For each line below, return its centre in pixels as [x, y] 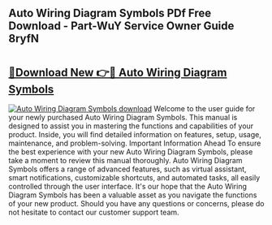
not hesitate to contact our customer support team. [94, 212]
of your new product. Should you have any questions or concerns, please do [136, 203]
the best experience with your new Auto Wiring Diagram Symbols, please [131, 152]
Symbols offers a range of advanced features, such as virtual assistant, [127, 169]
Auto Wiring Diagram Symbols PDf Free [110, 13]
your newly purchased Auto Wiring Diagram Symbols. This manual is [123, 117]
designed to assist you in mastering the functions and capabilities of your [131, 126]
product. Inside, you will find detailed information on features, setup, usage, [135, 134]
